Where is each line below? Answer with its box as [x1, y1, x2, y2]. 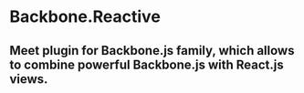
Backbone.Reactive [9, 6, 162, 27]
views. [9, 71, 48, 87]
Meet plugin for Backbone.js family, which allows [9, 43, 295, 58]
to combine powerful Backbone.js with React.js [9, 57, 285, 72]
